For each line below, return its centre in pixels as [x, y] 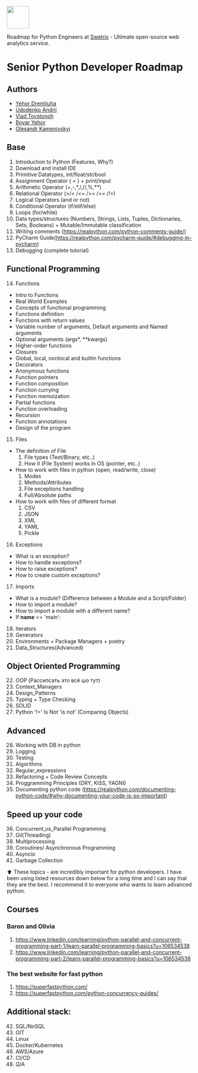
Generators [29, 635]
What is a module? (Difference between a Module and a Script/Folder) [101, 598]
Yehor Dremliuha [36, 103]
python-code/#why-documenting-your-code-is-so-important [90, 796]
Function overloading [41, 409]
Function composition [42, 383]
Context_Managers [39, 687]
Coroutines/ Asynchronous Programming [65, 848]
